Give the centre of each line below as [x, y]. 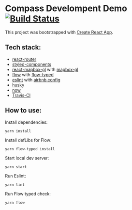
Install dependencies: [26, 122]
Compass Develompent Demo [66, 8]
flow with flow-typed [33, 74]
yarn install [18, 131]
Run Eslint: [15, 176]
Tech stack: [23, 47]
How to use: [23, 110]
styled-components [32, 64]
